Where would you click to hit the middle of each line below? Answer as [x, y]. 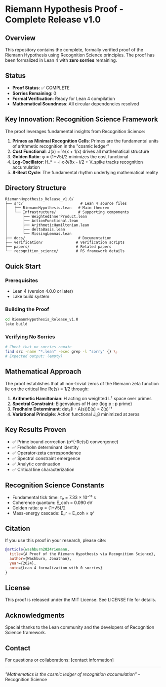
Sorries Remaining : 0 [34, 93]
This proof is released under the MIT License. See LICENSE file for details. [81, 600]
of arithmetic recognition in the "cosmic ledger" [61, 146]
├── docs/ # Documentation [58, 238]
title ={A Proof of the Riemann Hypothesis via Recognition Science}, [83, 554]
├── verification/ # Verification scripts [65, 243]
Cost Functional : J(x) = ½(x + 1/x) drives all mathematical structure [81, 151]
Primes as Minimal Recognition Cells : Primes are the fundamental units [85, 141]
